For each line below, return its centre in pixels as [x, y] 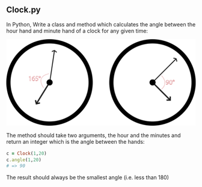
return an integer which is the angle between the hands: [75, 141]
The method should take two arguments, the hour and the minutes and [93, 135]
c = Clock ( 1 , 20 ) [26, 153]
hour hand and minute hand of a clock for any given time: [77, 31]
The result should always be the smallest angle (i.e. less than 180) [88, 177]
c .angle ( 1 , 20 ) [24, 160]
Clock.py [23, 10]
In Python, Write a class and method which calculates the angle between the [101, 24]
